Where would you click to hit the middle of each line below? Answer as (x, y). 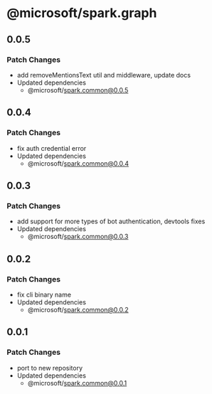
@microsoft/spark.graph (82, 13)
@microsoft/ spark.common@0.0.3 (78, 237)
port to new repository (50, 368)
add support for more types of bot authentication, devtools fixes (111, 221)
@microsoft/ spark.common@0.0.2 (78, 309)
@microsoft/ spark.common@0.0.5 (78, 90)
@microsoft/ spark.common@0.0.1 (77, 383)
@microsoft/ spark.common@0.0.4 (78, 163)
